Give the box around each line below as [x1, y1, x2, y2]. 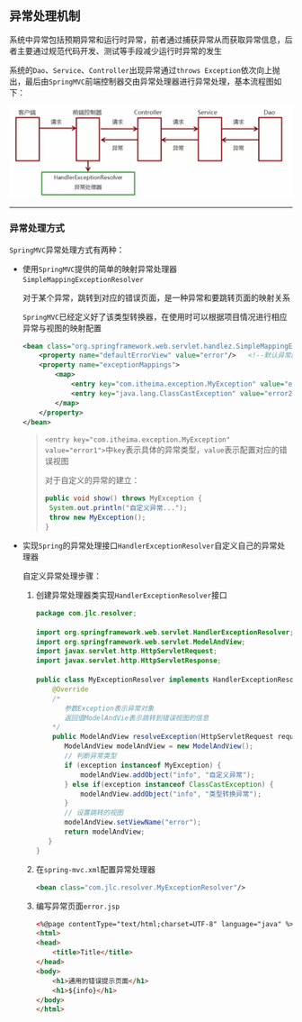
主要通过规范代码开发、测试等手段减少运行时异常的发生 [16, 45, 222, 56]
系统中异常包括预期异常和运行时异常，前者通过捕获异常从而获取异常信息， [9, 34, 285, 45]
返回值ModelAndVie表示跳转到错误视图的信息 [64, 713, 209, 723]
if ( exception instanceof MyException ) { [64, 761, 222, 770]
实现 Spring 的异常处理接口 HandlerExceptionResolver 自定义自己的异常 [22, 540, 278, 551]
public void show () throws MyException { [44, 494, 202, 503]
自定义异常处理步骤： [22, 570, 102, 581]
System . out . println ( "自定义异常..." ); [49, 504, 188, 513]
